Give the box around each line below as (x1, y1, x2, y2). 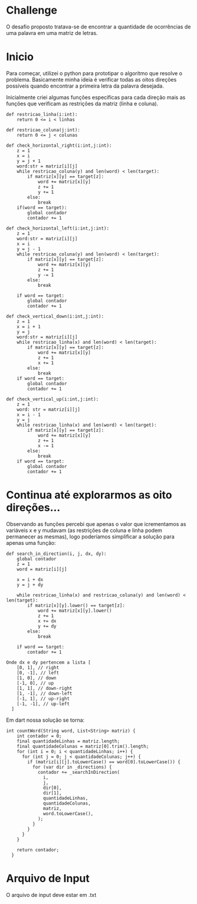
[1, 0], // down (17, 675, 57, 681)
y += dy (37, 623, 57, 629)
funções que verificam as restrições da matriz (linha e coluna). (6, 100, 159, 107)
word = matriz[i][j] (17, 566, 67, 572)
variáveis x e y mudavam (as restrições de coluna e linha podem (6, 527, 162, 534)
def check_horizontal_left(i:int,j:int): (6, 225, 110, 231)
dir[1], (43, 790, 62, 796)
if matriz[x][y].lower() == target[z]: (27, 602, 126, 608)
